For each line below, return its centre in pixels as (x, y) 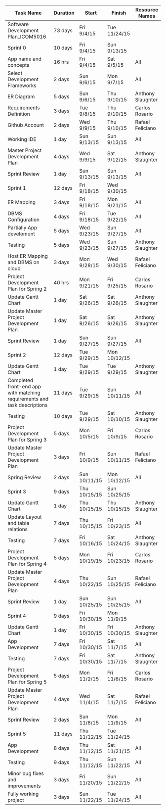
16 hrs (61, 62)
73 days (63, 30)
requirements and (28, 399)
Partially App (22, 228)
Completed (21, 380)
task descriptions (28, 405)
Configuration (23, 220)
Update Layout (25, 517)
